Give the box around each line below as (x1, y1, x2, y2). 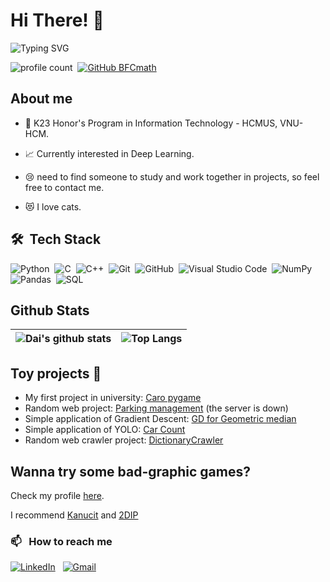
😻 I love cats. (24, 200, 82, 213)
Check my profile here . (10, 490, 105, 501)
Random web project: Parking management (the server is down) (24, 402, 289, 414)
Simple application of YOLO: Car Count (24, 424, 186, 436)
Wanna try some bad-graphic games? (10, 463, 251, 480)
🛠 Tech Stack (10, 231, 102, 248)
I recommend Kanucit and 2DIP (10, 509, 139, 521)
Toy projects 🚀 (10, 365, 102, 382)
